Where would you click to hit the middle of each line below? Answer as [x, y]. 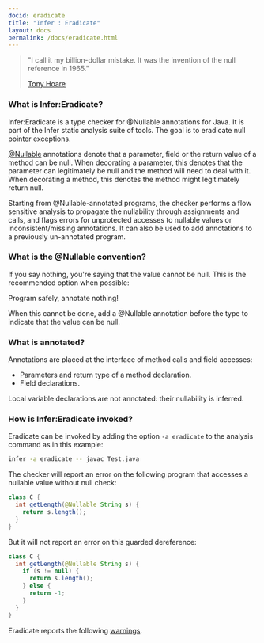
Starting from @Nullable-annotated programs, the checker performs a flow [130, 203]
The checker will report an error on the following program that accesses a [128, 474]
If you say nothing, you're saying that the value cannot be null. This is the [127, 274]
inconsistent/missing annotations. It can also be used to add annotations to [130, 228]
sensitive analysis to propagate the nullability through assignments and [124, 211]
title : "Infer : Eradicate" [55, 23]
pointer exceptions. [40, 139]
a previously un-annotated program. [67, 236]
